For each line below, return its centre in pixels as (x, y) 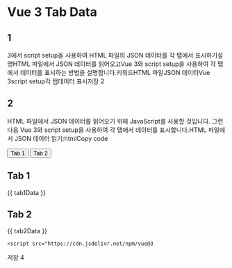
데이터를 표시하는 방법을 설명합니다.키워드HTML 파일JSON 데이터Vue (115, 73)
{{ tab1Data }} (27, 192)
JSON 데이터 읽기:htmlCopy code (61, 138)
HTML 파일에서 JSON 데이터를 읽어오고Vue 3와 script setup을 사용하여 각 (115, 64)
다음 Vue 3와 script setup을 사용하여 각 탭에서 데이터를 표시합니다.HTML (107, 130)
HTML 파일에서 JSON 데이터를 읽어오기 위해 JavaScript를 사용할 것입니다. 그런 (115, 121)
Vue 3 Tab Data (52, 12)
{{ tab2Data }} (27, 231)
